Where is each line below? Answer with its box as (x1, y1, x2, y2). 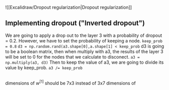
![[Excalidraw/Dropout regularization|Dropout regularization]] (5, 5, 132, 10)
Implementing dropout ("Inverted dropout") (5, 19, 145, 27)
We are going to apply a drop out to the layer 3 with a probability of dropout (5, 32, 162, 38)
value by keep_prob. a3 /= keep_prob (5, 64, 83, 70)
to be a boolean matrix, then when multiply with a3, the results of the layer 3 (5, 48, 163, 55)
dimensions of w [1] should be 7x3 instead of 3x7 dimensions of (5, 79, 136, 86)
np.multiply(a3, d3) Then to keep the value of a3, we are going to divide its (5, 59, 164, 65)
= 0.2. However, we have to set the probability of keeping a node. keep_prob (5, 37, 163, 43)
